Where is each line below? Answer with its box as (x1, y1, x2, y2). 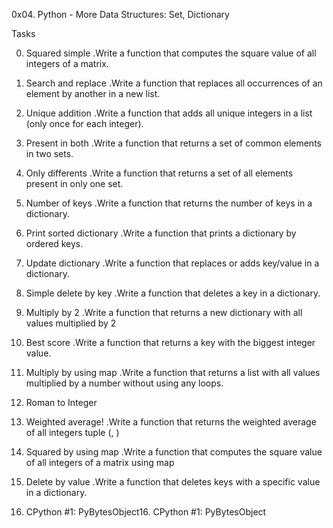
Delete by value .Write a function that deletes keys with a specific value (25, 476, 321, 488)
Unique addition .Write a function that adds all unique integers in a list (25, 107, 313, 119)
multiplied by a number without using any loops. (25, 377, 224, 389)
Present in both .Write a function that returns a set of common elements (25, 137, 322, 149)
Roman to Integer (25, 397, 98, 408)
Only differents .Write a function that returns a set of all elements (25, 167, 294, 179)
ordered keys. (25, 238, 84, 249)
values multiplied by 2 (25, 317, 117, 329)
